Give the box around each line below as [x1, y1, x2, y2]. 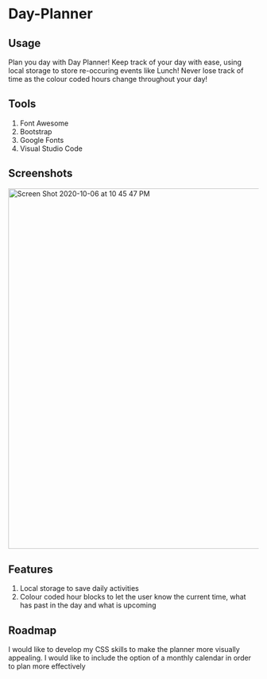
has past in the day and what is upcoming [19, 600, 157, 610]
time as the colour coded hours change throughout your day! [8, 75, 208, 83]
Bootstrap [19, 126, 52, 136]
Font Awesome [19, 118, 69, 128]
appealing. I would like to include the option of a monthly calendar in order [8, 653, 252, 663]
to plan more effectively [8, 662, 86, 671]
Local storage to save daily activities [19, 584, 139, 593]
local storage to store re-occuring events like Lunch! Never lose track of [8, 66, 244, 75]
